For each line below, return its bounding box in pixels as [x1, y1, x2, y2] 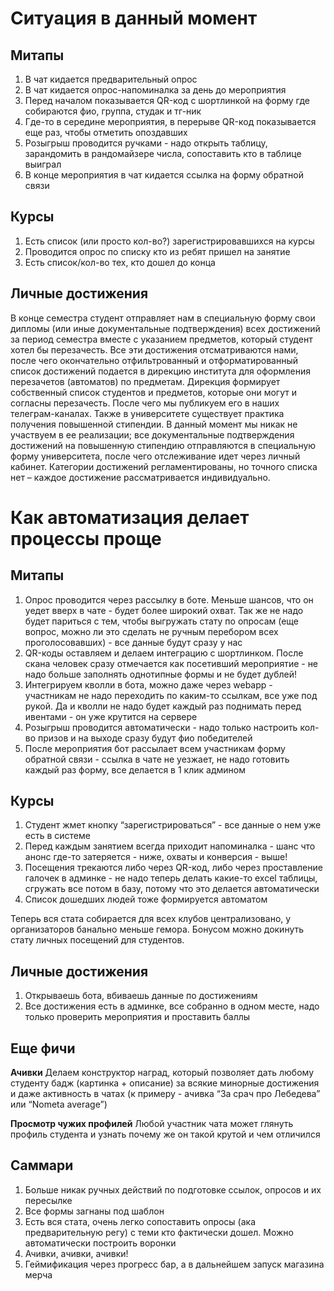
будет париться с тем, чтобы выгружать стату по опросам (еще [24, 615, 299, 627]
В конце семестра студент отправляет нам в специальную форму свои [10, 312, 316, 324]
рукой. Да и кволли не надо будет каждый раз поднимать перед [24, 700, 302, 712]
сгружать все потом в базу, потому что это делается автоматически [24, 883, 320, 895]
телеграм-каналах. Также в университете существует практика [10, 407, 285, 419]
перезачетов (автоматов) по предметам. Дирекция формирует [10, 375, 281, 387]
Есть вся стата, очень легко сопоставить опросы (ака [24, 1215, 257, 1227]
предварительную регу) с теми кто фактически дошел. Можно [24, 1226, 294, 1238]
